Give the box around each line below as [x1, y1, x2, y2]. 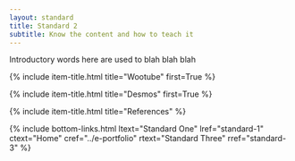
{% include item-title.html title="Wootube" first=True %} [9, 72, 216, 82]
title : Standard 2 [9, 21, 78, 30]
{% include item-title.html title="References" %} [9, 106, 186, 117]
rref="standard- [227, 133, 287, 144]
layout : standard [9, 13, 74, 22]
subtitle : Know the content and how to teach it [9, 30, 194, 38]
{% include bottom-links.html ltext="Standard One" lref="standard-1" [9, 123, 265, 134]
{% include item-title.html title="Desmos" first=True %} [9, 89, 213, 99]
